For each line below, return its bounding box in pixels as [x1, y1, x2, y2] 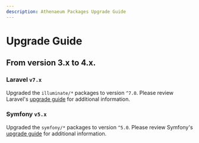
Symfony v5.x [6, 110, 47, 119]
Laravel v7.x [6, 75, 42, 84]
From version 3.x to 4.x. [6, 58, 96, 68]
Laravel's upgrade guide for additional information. [6, 96, 131, 103]
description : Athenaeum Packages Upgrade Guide [6, 8, 127, 15]
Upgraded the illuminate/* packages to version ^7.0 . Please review [6, 89, 174, 96]
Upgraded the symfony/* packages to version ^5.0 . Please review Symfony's [6, 123, 193, 131]
